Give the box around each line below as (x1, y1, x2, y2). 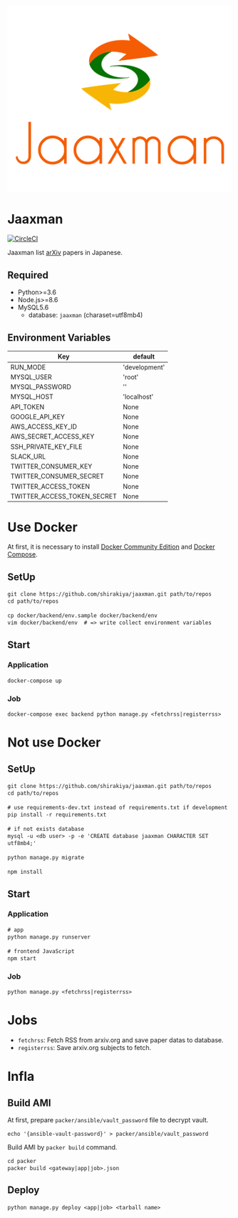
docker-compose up (7, 677, 62, 684)
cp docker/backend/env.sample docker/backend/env (7, 612, 158, 619)
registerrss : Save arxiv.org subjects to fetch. (17, 1044, 152, 1052)
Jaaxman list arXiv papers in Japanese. (7, 249, 123, 257)
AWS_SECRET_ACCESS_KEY (10, 432, 95, 441)
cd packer (7, 1158, 37, 1165)
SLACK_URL (10, 452, 46, 461)
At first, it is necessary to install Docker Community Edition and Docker (7, 542, 215, 551)
